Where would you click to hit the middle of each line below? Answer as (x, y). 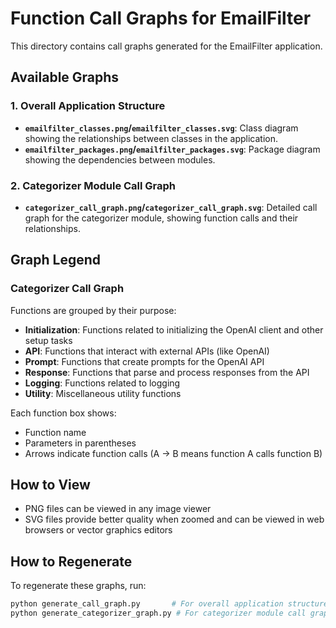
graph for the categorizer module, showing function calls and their (161, 218)
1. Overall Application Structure (88, 106)
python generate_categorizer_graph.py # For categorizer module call (158, 613)
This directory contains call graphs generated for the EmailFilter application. (166, 46)
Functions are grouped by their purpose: (93, 310)
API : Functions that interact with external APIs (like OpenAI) (147, 351)
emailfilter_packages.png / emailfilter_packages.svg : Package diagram (172, 149)
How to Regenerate (71, 561)
